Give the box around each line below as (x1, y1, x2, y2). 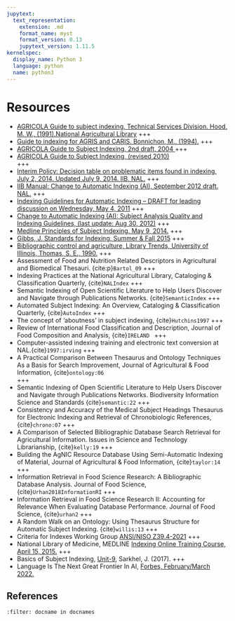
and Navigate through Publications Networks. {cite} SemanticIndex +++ (16, 294, 220, 302)
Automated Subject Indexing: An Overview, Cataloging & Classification (16, 301, 220, 309)
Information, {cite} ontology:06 (16, 368, 105, 377)
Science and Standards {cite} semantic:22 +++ (16, 398, 150, 407)
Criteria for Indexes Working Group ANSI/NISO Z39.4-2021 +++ (16, 533, 201, 541)
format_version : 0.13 (19, 36, 82, 44)
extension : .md (19, 23, 64, 30)
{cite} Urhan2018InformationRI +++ (16, 488, 116, 496)
